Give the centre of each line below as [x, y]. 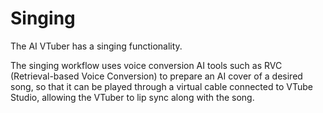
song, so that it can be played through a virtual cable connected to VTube [161, 86]
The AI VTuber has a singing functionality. [96, 46]
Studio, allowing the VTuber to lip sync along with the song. [132, 97]
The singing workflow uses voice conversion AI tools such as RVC [146, 65]
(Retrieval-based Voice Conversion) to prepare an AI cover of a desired [156, 76]
